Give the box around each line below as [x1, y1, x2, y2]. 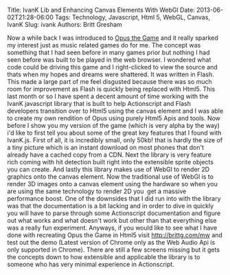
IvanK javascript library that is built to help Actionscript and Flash [7, 100, 191, 107]
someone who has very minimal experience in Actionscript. [7, 261, 175, 268]
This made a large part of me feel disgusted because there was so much [7, 78, 213, 85]
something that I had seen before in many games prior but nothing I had [7, 48, 211, 56]
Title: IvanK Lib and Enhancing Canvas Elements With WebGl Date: [7, 6, 196, 14]
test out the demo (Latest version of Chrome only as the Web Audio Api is [7, 239, 216, 246]
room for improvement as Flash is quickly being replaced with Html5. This [7, 85, 216, 93]
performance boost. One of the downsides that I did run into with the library [7, 195, 221, 202]
